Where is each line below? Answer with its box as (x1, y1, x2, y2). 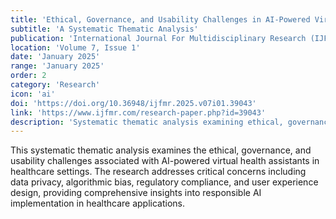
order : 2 (10, 71, 47, 81)
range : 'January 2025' (10, 61, 105, 71)
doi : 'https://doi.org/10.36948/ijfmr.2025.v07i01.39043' (10, 98, 257, 108)
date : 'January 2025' (10, 52, 101, 62)
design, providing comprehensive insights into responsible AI (10, 187, 262, 199)
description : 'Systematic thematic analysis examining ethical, (10, 117, 284, 127)
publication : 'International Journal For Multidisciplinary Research (10, 33, 307, 43)
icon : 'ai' (10, 89, 56, 99)
